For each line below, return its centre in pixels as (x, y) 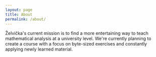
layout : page (19, 10)
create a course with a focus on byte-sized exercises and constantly (76, 44)
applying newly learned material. (39, 49)
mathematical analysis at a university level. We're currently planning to (78, 38)
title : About (19, 14)
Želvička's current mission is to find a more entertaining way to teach (77, 33)
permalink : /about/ (26, 19)
